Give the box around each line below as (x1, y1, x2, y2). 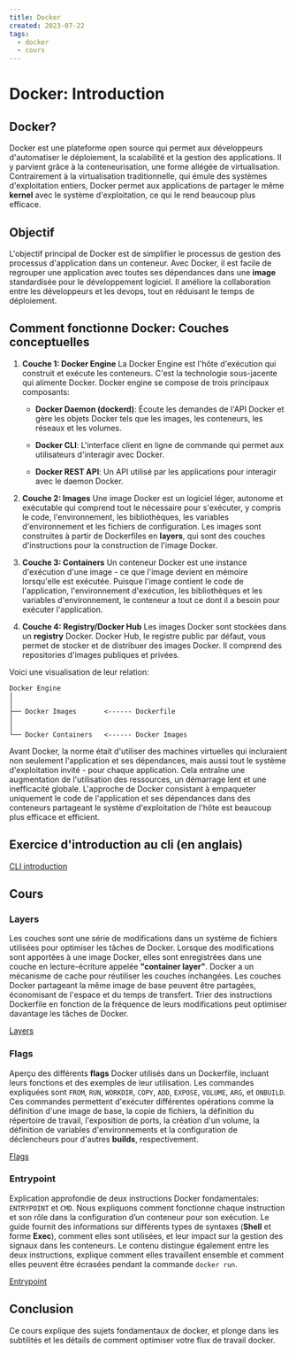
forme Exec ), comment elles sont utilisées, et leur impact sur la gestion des (9, 1230, 284, 1241)
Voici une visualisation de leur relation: (9, 666, 149, 677)
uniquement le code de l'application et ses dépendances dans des (9, 793, 251, 803)
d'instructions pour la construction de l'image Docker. (21, 539, 218, 550)
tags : (9, 29, 29, 38)
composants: (21, 386, 70, 397)
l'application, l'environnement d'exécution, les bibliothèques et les (21, 585, 263, 596)
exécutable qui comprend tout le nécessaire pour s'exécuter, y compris (21, 502, 281, 513)
